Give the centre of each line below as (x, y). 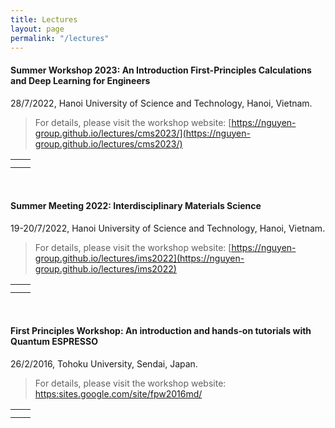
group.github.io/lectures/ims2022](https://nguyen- (139, 258)
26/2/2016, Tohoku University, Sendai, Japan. (104, 363)
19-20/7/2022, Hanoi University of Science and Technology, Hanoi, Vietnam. (168, 228)
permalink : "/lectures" (60, 38)
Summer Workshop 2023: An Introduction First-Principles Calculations (161, 70)
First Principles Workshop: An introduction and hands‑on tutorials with (161, 331)
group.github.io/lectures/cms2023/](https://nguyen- (142, 133)
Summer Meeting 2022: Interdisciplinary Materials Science (136, 206)
